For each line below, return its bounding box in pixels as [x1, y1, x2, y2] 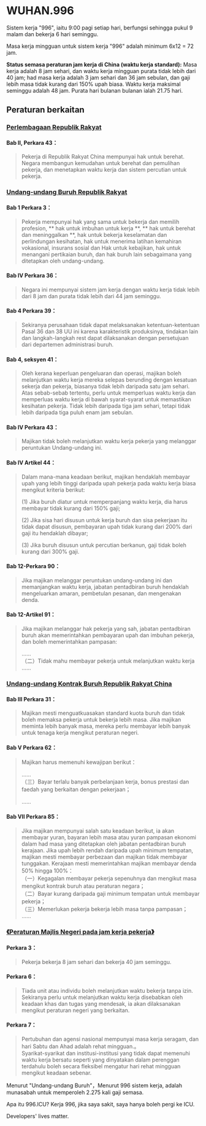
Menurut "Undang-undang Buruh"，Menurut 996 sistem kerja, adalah [6, 1082, 183, 1089]
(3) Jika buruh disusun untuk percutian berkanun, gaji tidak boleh [21, 541, 187, 549]
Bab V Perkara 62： [6, 744, 57, 751]
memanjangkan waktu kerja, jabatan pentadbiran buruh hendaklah [21, 583, 189, 590]
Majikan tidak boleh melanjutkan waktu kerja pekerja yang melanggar [21, 438, 197, 445]
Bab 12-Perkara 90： [6, 563, 60, 570]
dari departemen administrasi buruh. [21, 341, 114, 348]
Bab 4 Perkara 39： [6, 307, 57, 315]
